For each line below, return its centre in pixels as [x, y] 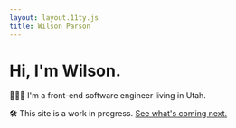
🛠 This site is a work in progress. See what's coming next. [118, 114]
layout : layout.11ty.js [54, 18]
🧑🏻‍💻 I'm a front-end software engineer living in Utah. [108, 96]
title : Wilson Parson [50, 26]
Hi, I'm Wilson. [66, 71]
